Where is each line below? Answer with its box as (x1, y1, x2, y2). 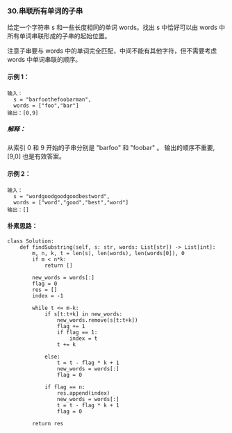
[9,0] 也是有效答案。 (7, 152, 65, 161)
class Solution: (7, 238, 54, 245)
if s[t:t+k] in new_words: (44, 311, 123, 318)
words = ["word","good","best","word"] (13, 199, 129, 206)
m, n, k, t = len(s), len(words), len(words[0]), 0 (32, 250, 185, 256)
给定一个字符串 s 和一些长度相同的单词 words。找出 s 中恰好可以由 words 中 (7, 23, 226, 32)
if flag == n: (44, 384, 85, 391)
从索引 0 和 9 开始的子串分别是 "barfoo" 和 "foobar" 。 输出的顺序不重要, (7, 144, 215, 152)
